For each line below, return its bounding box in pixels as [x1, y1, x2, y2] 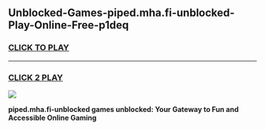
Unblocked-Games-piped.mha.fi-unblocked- [8, 6, 235, 20]
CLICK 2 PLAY [8, 72, 63, 83]
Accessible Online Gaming [8, 113, 97, 122]
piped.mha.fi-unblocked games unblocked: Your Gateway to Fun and [8, 104, 239, 113]
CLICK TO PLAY [8, 43, 69, 54]
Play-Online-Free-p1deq [8, 19, 129, 32]
